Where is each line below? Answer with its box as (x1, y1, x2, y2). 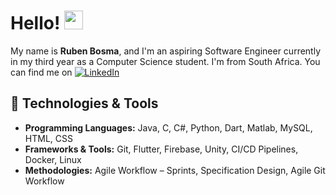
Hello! (10, 12, 61, 35)
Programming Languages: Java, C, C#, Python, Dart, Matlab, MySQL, (24, 121, 313, 134)
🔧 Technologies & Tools (10, 95, 159, 112)
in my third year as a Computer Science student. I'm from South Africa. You (10, 55, 321, 67)
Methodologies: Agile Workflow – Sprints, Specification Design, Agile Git (24, 164, 326, 176)
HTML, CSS (24, 132, 73, 144)
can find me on (10, 66, 73, 78)
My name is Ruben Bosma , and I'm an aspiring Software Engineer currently (10, 45, 322, 57)
